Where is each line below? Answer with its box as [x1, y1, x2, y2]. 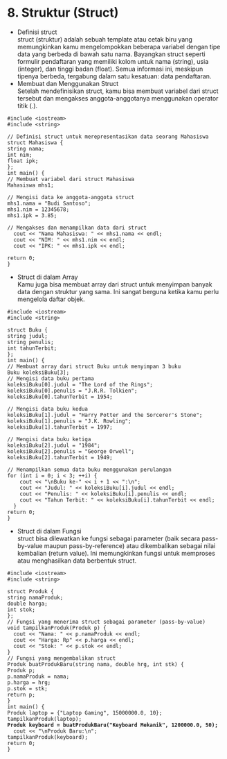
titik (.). [17, 101, 38, 110]
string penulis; [7, 339, 54, 346]
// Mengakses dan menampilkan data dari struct [7, 224, 147, 231]
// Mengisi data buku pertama [7, 375, 95, 382]
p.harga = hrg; [7, 679, 51, 686]
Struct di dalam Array [17, 273, 78, 281]
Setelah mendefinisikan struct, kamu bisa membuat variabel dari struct [17, 87, 219, 95]
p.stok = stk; [7, 685, 48, 692]
